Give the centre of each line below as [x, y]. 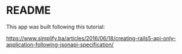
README [29, 10]
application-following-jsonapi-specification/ [60, 45]
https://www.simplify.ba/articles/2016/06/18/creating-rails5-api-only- [91, 38]
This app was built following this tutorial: [56, 27]
